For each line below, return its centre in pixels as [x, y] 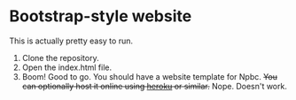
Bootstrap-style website [101, 16]
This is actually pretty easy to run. [71, 41]
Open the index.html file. [67, 67]
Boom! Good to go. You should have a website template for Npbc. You [149, 76]
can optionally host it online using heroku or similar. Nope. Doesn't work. [155, 86]
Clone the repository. [60, 58]
